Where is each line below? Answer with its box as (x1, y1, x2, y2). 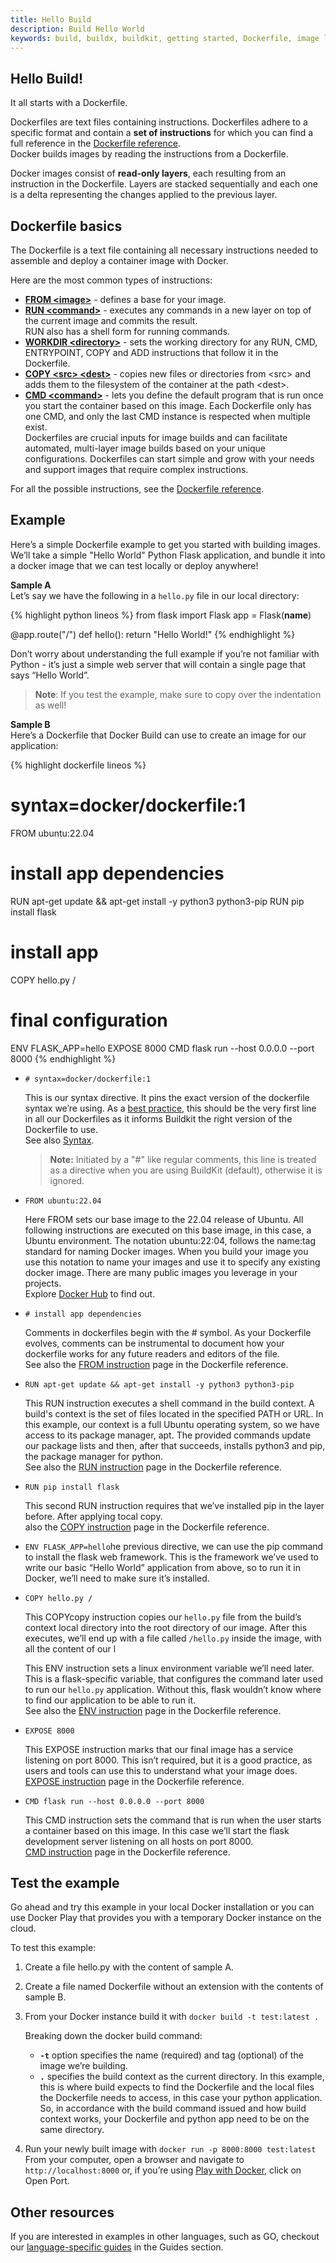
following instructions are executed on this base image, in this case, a (24, 1224, 312, 1236)
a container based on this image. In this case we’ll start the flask (24, 1824, 290, 1836)
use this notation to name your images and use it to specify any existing (24, 1256, 321, 1268)
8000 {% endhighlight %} (10, 1052, 117, 1065)
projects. (24, 1277, 62, 1289)
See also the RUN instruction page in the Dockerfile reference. (24, 1461, 282, 1473)
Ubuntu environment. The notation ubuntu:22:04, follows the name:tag (24, 1234, 317, 1246)
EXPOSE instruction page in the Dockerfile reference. (24, 1775, 245, 1787)
